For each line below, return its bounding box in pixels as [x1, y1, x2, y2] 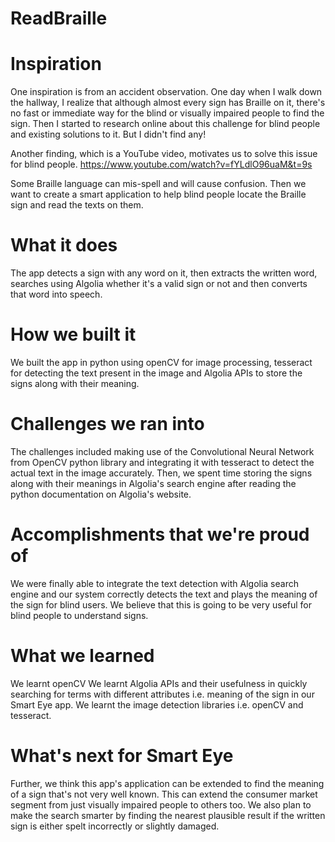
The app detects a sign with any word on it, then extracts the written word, [10, 267, 318, 279]
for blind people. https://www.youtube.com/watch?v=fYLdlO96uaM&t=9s [10, 158, 313, 171]
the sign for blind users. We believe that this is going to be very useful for [10, 598, 313, 611]
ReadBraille [10, 7, 108, 30]
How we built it [10, 323, 137, 346]
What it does [10, 234, 118, 257]
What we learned [10, 645, 155, 667]
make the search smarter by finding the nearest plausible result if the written [10, 809, 326, 821]
